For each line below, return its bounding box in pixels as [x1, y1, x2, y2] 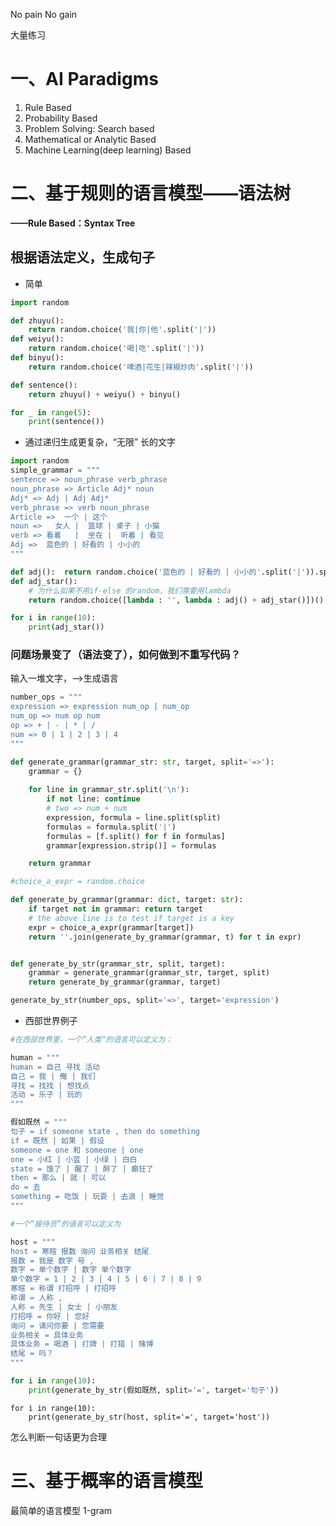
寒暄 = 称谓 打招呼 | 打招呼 [10, 1284, 117, 1294]
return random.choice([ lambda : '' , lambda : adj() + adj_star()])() [28, 595, 325, 605]
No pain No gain [10, 9, 78, 20]
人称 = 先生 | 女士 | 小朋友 [10, 1302, 118, 1312]
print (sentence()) [28, 417, 105, 427]
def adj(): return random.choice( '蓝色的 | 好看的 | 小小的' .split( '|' [10, 567, 307, 577]
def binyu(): [10, 353, 65, 363]
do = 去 [10, 1182, 41, 1193]
